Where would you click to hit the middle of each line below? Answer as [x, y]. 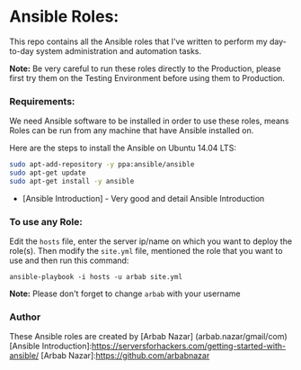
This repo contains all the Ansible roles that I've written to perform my [138, 41]
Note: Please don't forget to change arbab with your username [125, 293]
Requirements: [42, 101]
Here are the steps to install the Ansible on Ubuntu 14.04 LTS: [123, 148]
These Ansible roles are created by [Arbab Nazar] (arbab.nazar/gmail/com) [148, 337]
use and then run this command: [69, 261]
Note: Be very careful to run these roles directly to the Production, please [145, 68]
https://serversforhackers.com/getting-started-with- [189, 346]
